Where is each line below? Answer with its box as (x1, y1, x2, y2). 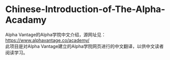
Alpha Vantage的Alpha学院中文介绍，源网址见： (5, 31, 106, 37)
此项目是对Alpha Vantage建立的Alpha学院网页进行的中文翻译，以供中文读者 (5, 43, 164, 49)
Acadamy (5, 14, 47, 26)
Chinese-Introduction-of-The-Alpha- (5, 4, 165, 15)
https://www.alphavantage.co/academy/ (5, 37, 90, 43)
